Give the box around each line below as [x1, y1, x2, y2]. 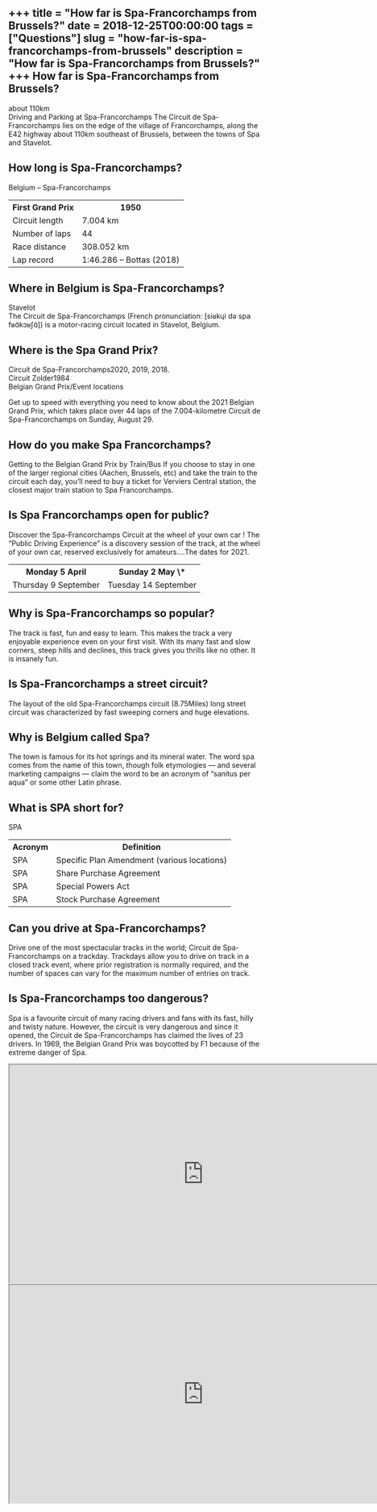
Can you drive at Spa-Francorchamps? [8, 921, 207, 935]
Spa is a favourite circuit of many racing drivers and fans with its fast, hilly [8, 1013, 254, 1023]
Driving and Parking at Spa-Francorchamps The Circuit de [8, 112, 201, 122]
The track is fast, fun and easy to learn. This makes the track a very [8, 628, 233, 638]
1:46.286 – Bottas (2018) [81, 254, 180, 265]
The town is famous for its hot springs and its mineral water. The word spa [8, 752, 255, 761]
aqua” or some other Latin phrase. [8, 777, 122, 787]
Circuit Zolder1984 [8, 373, 70, 383]
